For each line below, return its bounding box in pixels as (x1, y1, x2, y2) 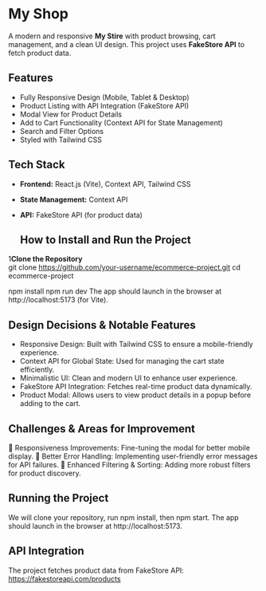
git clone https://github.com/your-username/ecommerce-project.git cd (8, 262, 241, 272)
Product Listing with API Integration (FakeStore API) (19, 100, 190, 110)
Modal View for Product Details (19, 109, 123, 119)
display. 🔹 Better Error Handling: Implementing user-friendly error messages (8, 451, 258, 461)
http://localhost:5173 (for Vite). (8, 295, 109, 305)
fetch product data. (8, 48, 72, 57)
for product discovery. (8, 468, 81, 478)
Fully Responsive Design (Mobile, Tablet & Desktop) (19, 93, 190, 102)
